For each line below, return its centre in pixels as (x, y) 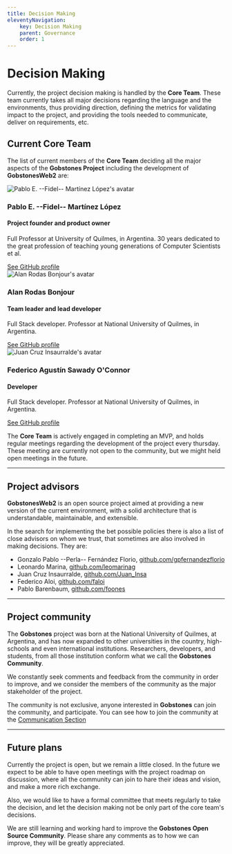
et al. (14, 253)
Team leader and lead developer (54, 308)
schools (18, 648)
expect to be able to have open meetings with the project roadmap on (106, 772)
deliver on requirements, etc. (48, 123)
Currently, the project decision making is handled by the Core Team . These (114, 93)
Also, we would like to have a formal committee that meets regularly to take (114, 800)
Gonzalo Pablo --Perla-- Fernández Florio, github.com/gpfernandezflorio (121, 560)
